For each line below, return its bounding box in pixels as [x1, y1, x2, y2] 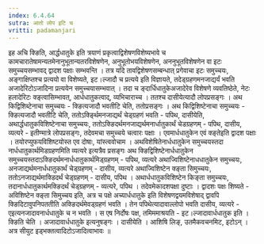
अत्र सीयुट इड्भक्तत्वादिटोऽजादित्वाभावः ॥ [8, 227, 111, 236]
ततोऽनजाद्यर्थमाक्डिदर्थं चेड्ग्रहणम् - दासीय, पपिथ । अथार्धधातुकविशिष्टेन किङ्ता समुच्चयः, [8, 173, 230, 182]
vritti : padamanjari [8, 26, 77, 34]
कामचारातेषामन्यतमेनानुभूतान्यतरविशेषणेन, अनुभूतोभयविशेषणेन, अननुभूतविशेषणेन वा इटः [8, 57, 222, 67]
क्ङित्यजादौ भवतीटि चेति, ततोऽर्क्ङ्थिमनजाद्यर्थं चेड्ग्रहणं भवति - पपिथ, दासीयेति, [8, 110, 205, 120]
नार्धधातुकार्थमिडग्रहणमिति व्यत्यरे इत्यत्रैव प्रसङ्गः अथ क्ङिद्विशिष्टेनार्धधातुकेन [8, 146, 193, 155]
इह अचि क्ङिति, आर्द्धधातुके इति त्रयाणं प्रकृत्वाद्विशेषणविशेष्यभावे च [8, 48, 166, 58]
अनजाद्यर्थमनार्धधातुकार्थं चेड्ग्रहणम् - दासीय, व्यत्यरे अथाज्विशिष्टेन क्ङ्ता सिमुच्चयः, [8, 164, 212, 173]
